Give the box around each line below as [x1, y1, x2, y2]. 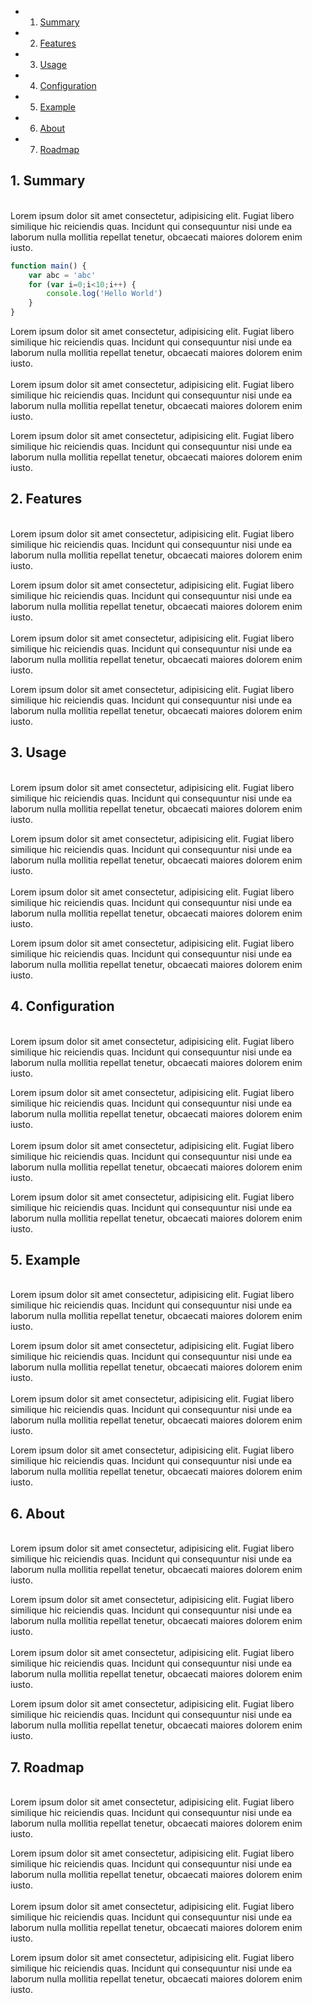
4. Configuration [10, 998, 115, 1015]
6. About [10, 1505, 65, 1522]
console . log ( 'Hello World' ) [46, 289, 163, 299]
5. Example [10, 1251, 81, 1268]
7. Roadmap [10, 1759, 85, 1776]
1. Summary [10, 172, 86, 190]
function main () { [10, 261, 87, 271]
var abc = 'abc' [28, 270, 97, 280]
